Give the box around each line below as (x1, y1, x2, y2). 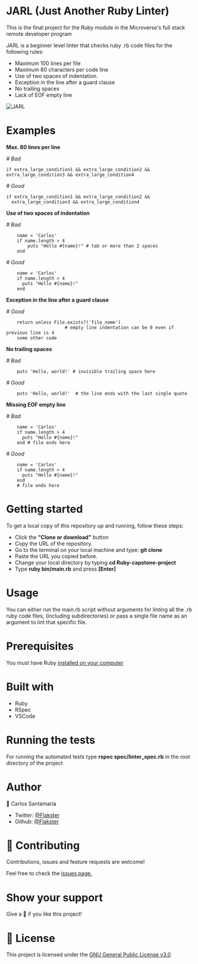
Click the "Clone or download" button (14, 534, 109, 541)
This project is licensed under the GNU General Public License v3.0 (6, 951, 171, 958)
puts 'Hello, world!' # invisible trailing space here (17, 368, 156, 374)
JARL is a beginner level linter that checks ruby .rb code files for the (6, 42, 172, 49)
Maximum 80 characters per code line (14, 66, 109, 73)
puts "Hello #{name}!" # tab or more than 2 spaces (27, 243, 159, 249)
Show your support (6, 891, 103, 904)
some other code (17, 335, 58, 341)
